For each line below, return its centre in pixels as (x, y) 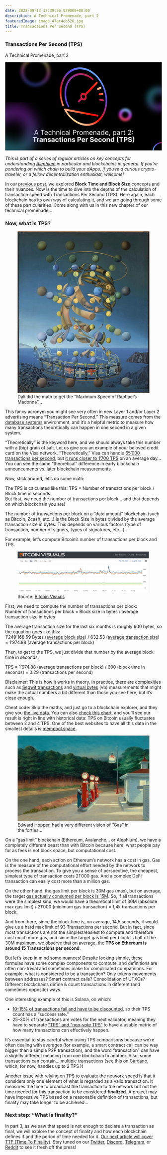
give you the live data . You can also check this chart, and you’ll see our (78, 713)
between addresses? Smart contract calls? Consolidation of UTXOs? (75, 979)
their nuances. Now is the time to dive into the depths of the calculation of (81, 189)
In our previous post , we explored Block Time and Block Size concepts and (83, 184)
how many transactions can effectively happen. (61, 1030)
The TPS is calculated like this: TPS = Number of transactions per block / (80, 488)
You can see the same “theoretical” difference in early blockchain (72, 464)
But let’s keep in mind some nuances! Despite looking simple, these (74, 958)
